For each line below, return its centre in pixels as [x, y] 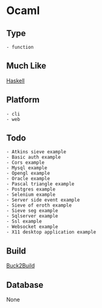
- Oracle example [28, 179]
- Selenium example [31, 195]
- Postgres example [31, 189]
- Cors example [25, 163]
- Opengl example [28, 174]
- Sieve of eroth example [39, 205]
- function [20, 47]
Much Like [26, 66]
